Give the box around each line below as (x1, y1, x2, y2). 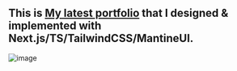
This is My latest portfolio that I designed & (8, 6, 229, 20)
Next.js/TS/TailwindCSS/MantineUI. (8, 31, 194, 45)
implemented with (8, 19, 102, 33)
